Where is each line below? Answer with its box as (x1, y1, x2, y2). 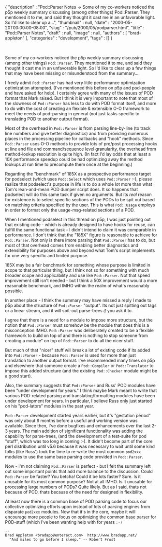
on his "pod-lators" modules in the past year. (5, 403, 94, 409)
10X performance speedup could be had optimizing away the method (5, 157, 143, 162)
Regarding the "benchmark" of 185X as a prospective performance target (5, 171, 151, 176)
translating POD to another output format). (5, 116, 89, 122)
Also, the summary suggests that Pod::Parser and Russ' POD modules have (5, 383, 156, 388)
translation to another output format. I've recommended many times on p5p (5, 357, 155, 363)
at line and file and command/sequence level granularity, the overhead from (5, 146, 156, 152)
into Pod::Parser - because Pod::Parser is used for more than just (5, 353, 136, 358)
